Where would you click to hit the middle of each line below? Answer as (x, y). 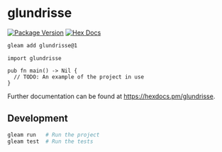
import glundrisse (34, 58)
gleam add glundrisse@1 (43, 45)
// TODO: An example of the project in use (79, 77)
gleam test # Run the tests (50, 141)
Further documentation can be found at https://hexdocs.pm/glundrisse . (111, 96)
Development (38, 118)
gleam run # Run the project (54, 135)
